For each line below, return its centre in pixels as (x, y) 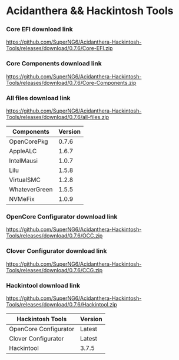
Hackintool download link (43, 285)
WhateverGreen (31, 190)
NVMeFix (22, 199)
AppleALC (23, 151)
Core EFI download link (40, 29)
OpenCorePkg (29, 141)
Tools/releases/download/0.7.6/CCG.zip (54, 270)
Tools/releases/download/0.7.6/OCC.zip (54, 236)
